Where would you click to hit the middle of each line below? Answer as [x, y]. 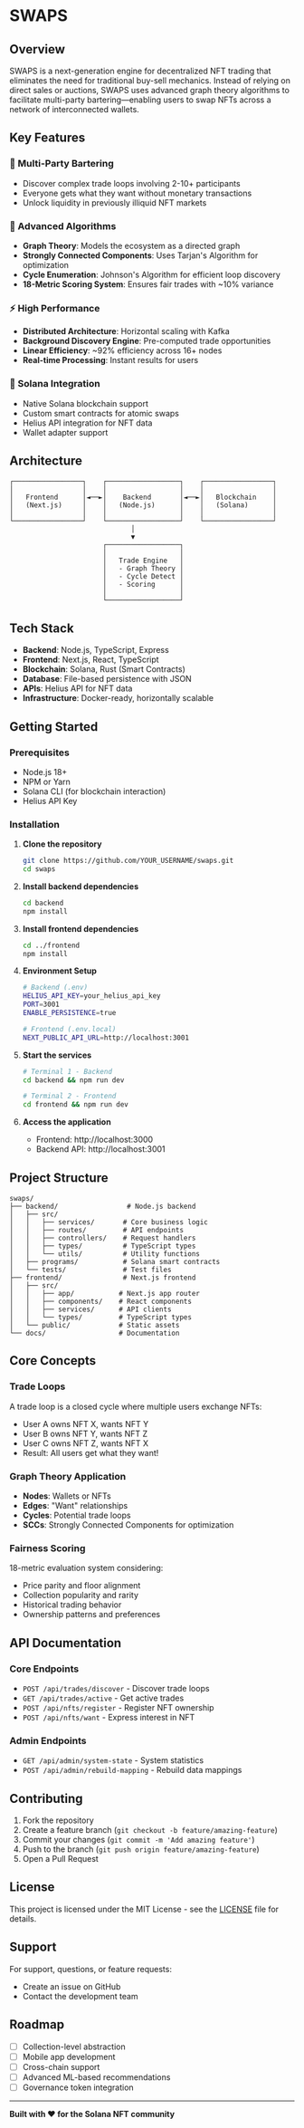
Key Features [47, 138]
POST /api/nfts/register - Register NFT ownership [118, 1707]
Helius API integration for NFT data [87, 423]
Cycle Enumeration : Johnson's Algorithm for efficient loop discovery [151, 274]
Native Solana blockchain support [85, 403]
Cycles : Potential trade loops [76, 1515]
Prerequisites [39, 752]
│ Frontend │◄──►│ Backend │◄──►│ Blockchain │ [143, 498]
